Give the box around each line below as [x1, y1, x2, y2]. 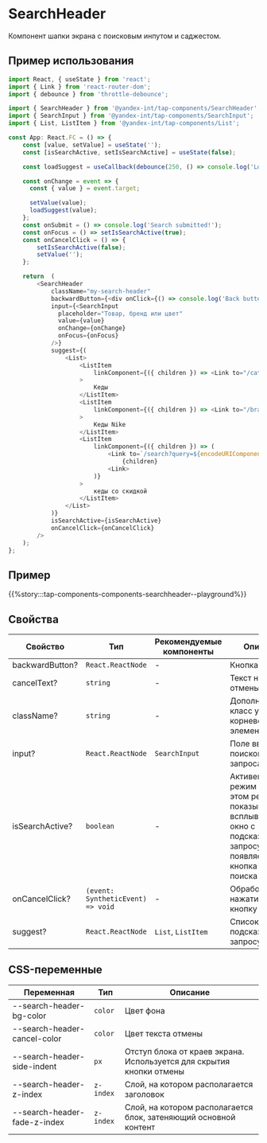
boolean [85, 821, 115, 830]
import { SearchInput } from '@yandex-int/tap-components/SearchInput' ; [8, 112, 254, 120]
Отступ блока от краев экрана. [124, 1046, 245, 1057]
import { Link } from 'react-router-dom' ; [8, 83, 151, 91]
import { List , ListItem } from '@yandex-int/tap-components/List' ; [8, 119, 240, 127]
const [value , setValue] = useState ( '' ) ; [22, 141, 161, 149]
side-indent [12, 1060, 57, 1071]
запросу [230, 936, 262, 947]
